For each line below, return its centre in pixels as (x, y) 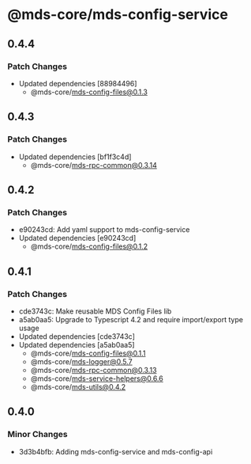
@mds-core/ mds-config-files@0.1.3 (89, 92)
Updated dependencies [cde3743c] (77, 336)
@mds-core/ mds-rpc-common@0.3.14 (94, 165)
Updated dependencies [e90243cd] (77, 238)
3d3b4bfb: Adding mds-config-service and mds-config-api (116, 451)
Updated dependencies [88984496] (78, 83)
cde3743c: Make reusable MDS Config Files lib (95, 311)
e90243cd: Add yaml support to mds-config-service (104, 230)
